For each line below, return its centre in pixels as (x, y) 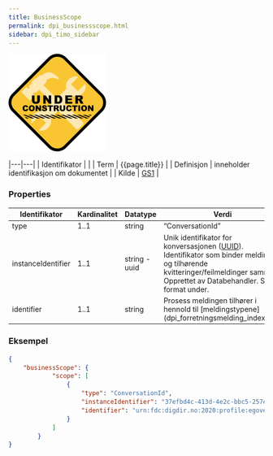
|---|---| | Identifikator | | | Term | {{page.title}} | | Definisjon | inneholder (129, 165)
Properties (30, 194)
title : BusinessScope (45, 17)
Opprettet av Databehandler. (211, 280)
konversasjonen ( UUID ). (204, 246)
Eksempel (28, 341)
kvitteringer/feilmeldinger (206, 271)
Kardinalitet (97, 215)
